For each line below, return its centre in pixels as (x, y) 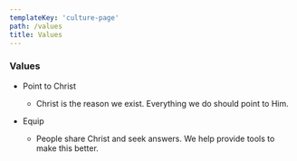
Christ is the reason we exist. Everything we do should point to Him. (163, 103)
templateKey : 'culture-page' (64, 18)
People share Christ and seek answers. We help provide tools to (155, 138)
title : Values (36, 34)
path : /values (36, 26)
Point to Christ (49, 86)
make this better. (67, 148)
